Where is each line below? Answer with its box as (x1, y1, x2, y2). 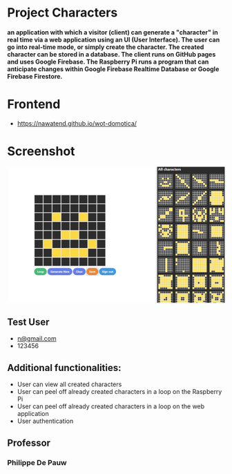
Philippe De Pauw (7, 457, 67, 467)
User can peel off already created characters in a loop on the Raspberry (17, 388, 222, 396)
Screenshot (7, 143, 75, 159)
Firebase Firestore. (7, 72, 63, 80)
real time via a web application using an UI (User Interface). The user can (7, 35, 220, 44)
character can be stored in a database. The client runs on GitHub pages (7, 50, 216, 58)
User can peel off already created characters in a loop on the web (17, 402, 205, 410)
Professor (7, 437, 50, 448)
